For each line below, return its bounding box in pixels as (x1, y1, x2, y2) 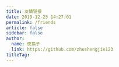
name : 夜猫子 (11, 41, 40, 47)
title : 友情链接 (6, 8, 42, 15)
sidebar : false (6, 30, 43, 36)
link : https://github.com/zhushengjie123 (11, 47, 114, 52)
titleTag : (6, 52, 30, 58)
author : (6, 36, 25, 41)
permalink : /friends (6, 19, 57, 25)
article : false (6, 24, 43, 31)
